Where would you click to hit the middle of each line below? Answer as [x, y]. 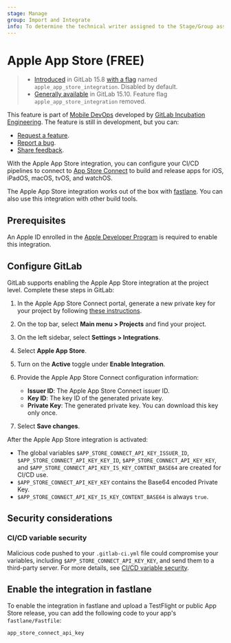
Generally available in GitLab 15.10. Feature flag [101, 94]
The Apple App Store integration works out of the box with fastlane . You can [115, 192]
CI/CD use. [32, 474]
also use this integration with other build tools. [73, 199]
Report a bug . [36, 143]
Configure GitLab [45, 266]
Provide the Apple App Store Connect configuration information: [108, 377]
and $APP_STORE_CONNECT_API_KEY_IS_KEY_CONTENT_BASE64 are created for [119, 467]
